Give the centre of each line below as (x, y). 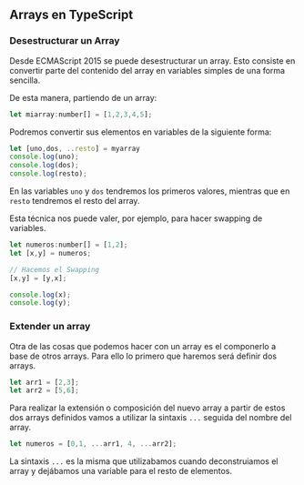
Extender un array (50, 327)
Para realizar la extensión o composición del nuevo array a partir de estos (147, 408)
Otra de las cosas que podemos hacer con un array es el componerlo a (143, 346)
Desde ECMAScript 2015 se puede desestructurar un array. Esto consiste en (152, 61)
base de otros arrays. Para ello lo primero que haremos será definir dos (143, 356)
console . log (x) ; (40, 295)
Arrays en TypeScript (71, 15)
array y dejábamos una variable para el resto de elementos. (121, 471)
